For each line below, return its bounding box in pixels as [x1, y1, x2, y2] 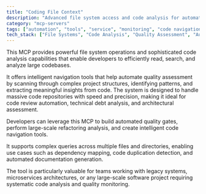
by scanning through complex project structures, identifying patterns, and [6, 80, 193, 88]
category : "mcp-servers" [6, 20, 70, 26]
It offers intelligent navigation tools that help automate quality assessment [6, 73, 193, 81]
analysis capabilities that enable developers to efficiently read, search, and [6, 55, 196, 62]
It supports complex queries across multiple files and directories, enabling [6, 143, 194, 150]
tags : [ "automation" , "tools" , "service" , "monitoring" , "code [6, 26, 172, 32]
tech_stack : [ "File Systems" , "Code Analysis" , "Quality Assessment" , [6, 32, 191, 38]
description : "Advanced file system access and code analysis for [6, 15, 180, 21]
